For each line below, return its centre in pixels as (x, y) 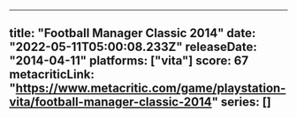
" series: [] (241, 102)
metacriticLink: (52, 74)
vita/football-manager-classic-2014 (110, 102)
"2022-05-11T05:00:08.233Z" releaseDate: (133, 47)
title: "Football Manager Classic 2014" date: (133, 33)
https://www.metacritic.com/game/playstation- (151, 88)
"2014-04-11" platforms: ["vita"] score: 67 (129, 61)
